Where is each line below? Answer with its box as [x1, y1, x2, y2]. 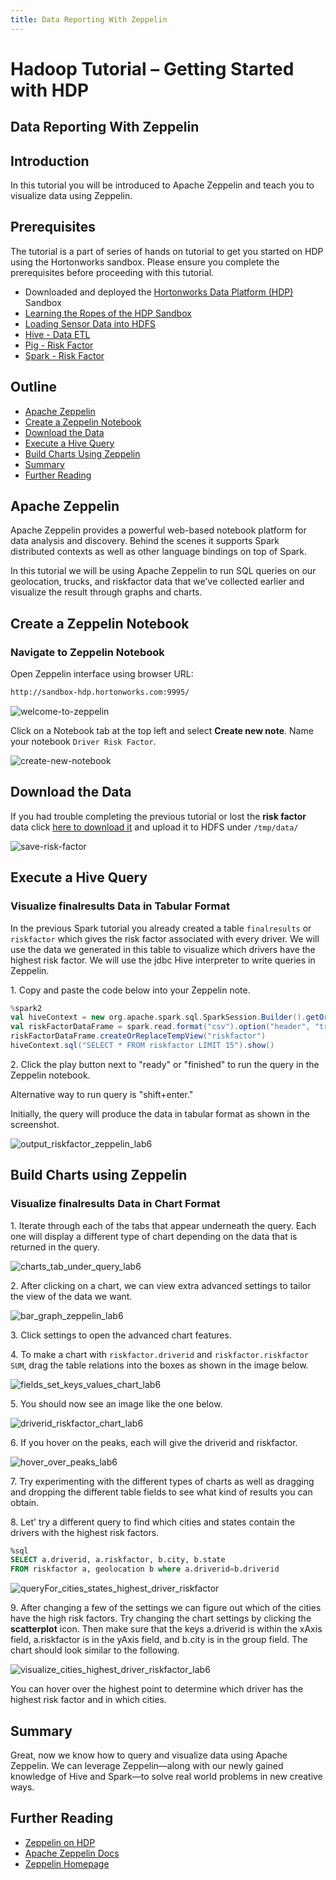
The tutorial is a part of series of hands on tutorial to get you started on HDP [10, 245, 324, 257]
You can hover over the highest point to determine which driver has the [10, 1683, 304, 1695]
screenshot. [10, 1118, 60, 1130]
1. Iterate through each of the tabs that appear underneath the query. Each [10, 1219, 317, 1231]
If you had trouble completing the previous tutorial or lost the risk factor [10, 810, 307, 822]
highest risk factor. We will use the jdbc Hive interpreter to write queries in [10, 954, 316, 966]
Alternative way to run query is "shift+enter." [10, 1088, 194, 1100]
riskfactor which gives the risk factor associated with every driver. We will [10, 932, 320, 945]
